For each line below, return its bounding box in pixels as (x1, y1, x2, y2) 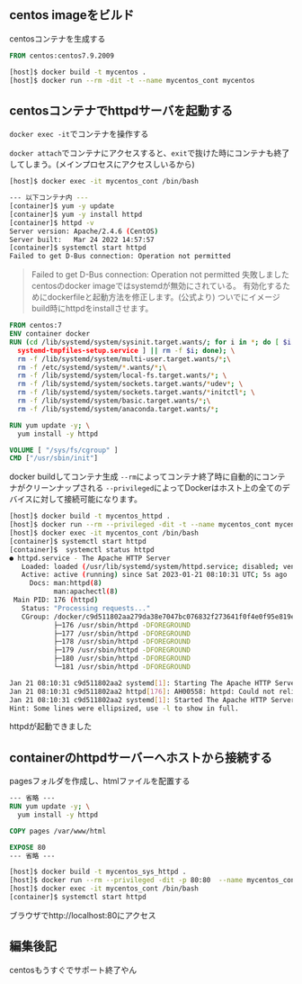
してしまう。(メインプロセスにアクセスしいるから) (9, 159, 195, 170)
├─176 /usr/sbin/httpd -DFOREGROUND (53, 620, 191, 629)
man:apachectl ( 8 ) (53, 587, 119, 596)
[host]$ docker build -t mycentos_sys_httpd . (9, 867, 187, 877)
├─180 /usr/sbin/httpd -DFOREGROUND (53, 654, 191, 664)
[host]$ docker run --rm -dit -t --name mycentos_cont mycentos (9, 76, 255, 85)
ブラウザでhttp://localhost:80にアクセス (9, 909, 156, 920)
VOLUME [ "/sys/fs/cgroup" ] (9, 446, 119, 455)
